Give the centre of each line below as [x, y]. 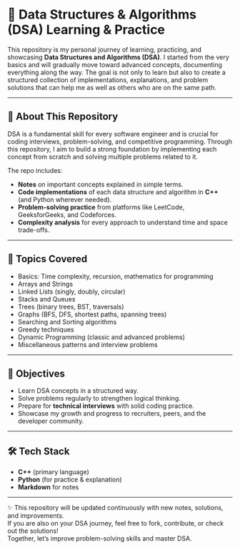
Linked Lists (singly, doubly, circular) [72, 291]
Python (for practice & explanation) [70, 480]
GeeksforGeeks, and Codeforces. [67, 214]
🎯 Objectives [36, 373]
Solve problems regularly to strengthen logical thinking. [99, 399]
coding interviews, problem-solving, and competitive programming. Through [120, 141]
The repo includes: [35, 170]
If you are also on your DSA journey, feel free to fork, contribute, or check [115, 524]
